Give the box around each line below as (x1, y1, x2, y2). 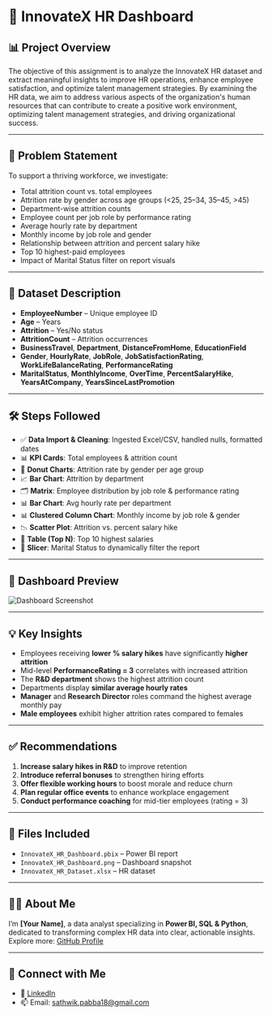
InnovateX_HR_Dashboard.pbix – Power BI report (19, 849, 178, 858)
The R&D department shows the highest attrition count (19, 674, 204, 685)
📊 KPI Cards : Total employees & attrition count (19, 453, 178, 463)
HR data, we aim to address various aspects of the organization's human (8, 93, 251, 101)
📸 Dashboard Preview (8, 574, 119, 588)
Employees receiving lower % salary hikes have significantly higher (19, 649, 249, 659)
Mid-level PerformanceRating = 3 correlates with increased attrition (19, 666, 249, 676)
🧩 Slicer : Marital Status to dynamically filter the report (19, 543, 200, 553)
